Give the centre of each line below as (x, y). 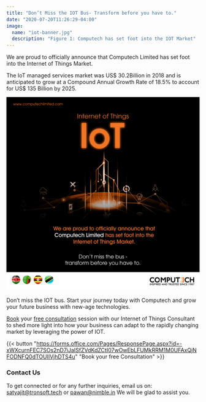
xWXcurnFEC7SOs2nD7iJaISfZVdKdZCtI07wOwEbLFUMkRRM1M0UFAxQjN (102, 350)
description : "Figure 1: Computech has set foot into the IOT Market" (104, 39)
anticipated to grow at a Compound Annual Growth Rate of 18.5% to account (103, 82)
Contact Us (24, 373)
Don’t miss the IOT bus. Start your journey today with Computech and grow (101, 300)
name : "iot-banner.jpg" (42, 33)
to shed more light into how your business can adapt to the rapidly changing (103, 325)
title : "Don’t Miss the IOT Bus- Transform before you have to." (91, 13)
